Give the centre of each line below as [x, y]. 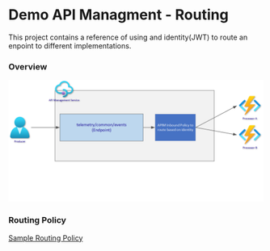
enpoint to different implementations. [70, 45]
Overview [28, 66]
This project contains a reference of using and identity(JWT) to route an [128, 37]
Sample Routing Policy [46, 238]
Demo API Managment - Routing [118, 15]
